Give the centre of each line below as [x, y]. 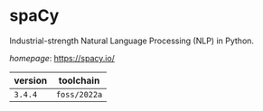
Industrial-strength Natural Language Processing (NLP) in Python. [132, 41]
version [31, 80]
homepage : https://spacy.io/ [62, 58]
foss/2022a [79, 94]
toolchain [79, 80]
